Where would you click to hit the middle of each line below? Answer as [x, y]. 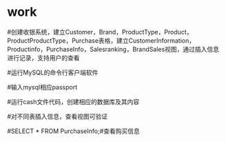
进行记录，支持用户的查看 [43, 58]
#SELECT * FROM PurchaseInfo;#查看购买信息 [73, 131]
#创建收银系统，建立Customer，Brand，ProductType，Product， [100, 32]
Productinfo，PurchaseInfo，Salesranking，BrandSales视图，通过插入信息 [113, 49]
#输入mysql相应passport [42, 87]
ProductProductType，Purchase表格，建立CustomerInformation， [101, 40]
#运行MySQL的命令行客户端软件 [53, 72]
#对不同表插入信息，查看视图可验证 [58, 116]
